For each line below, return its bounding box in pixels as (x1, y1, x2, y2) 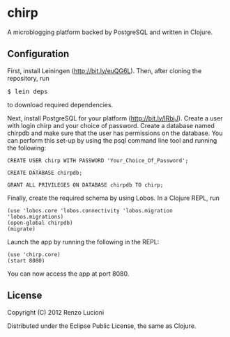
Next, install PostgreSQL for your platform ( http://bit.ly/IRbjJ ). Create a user (7, 113, 223, 123)
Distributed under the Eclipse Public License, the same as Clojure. (7, 322, 197, 330)
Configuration (7, 48, 70, 60)
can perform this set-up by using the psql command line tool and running (7, 136, 217, 144)
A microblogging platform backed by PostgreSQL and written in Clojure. (7, 28, 213, 36)
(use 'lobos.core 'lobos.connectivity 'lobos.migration (7, 207, 173, 214)
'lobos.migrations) (7, 213, 64, 220)
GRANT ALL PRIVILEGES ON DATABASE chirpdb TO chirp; (7, 181, 164, 189)
